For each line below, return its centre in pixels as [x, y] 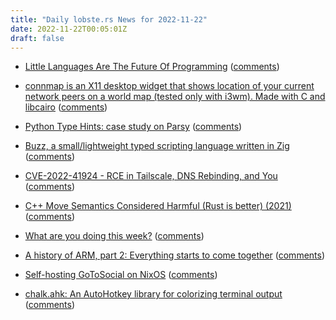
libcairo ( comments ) [66, 107]
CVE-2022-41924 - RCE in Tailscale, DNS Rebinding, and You [151, 176]
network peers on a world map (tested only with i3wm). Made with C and [175, 97]
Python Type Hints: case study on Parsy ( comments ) [133, 127]
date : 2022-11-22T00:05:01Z [69, 29]
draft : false [37, 38]
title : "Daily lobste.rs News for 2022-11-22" [109, 19]
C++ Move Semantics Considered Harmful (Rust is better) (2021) [158, 206]
